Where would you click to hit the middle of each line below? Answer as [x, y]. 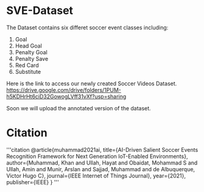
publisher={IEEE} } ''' [33, 182]
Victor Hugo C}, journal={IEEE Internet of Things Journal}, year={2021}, [96, 176]
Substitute [28, 71]
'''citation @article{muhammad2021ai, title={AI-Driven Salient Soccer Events [102, 149]
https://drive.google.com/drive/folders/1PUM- [64, 90]
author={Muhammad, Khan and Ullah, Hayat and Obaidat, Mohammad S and [102, 163]
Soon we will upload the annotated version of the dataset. [79, 108]
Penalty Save [32, 59]
